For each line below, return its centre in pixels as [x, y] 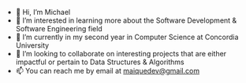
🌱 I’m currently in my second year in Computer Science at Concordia [127, 37]
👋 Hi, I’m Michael [43, 12]
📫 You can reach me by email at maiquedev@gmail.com [107, 71]
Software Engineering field [59, 29]
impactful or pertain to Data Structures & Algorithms [100, 62]
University [32, 45]
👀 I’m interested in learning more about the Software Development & [126, 20]
